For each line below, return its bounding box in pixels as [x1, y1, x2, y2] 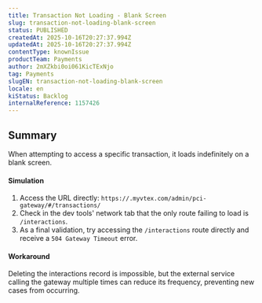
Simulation [8, 176, 45, 185]
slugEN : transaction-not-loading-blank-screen [8, 77, 163, 85]
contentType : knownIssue [8, 48, 89, 56]
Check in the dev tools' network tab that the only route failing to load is [19, 209, 249, 218]
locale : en [8, 84, 44, 93]
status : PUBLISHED [8, 26, 68, 34]
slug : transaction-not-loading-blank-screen [8, 19, 156, 27]
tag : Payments [8, 70, 55, 78]
